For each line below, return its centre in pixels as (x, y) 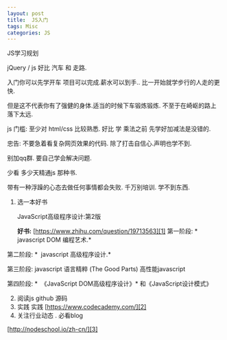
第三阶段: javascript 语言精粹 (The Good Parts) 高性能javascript (96, 269)
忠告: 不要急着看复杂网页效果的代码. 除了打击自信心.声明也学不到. (99, 144)
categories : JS (29, 33)
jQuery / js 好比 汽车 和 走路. (47, 68)
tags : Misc (23, 26)
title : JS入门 (28, 20)
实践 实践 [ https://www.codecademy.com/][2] (82, 307)
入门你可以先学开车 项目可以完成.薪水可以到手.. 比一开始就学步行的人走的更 (113, 83)
